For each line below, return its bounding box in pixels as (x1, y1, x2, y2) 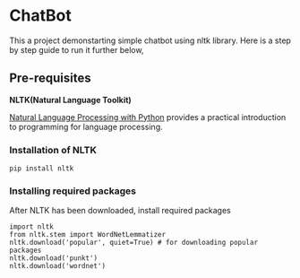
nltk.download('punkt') (9, 254, 99, 263)
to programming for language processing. (9, 121, 163, 132)
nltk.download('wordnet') (9, 262, 106, 271)
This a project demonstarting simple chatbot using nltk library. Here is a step (9, 35, 291, 46)
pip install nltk (9, 164, 74, 173)
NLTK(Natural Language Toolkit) (9, 94, 132, 105)
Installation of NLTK (9, 143, 97, 156)
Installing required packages (9, 185, 137, 197)
